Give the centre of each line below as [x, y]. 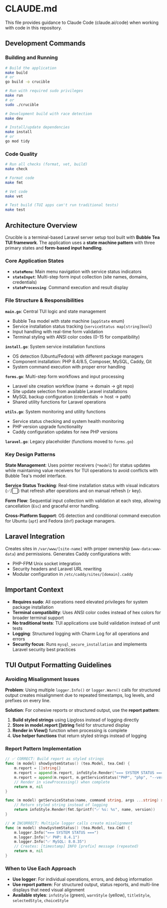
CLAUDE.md [31, 9]
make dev [14, 118]
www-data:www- [147, 549]
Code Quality [21, 154]
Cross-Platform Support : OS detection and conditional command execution [83, 516]
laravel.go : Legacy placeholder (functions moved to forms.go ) [69, 441]
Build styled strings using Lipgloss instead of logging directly [76, 720]
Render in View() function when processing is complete [70, 731]
